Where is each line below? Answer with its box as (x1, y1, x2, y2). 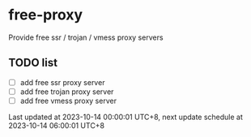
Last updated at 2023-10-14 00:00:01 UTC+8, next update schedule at (8, 112, 243, 122)
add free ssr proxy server (19, 77, 105, 87)
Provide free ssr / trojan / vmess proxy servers (8, 32, 164, 42)
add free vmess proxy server (19, 96, 117, 105)
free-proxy (8, 6, 83, 24)
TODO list (8, 56, 58, 70)
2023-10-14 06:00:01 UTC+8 (8, 120, 105, 131)
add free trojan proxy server (19, 87, 114, 96)
